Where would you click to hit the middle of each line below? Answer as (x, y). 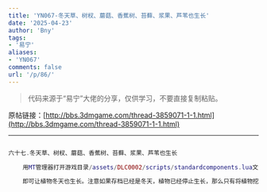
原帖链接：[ (27, 115)
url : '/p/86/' (32, 75)
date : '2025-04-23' (41, 23)
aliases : (23, 52)
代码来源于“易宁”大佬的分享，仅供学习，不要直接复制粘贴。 (125, 98)
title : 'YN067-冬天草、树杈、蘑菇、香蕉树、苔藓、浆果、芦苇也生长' (109, 15)
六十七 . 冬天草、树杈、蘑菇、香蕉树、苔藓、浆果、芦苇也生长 (93, 153)
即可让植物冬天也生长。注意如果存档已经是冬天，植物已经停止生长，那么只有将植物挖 (141, 182)
